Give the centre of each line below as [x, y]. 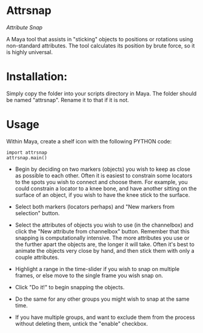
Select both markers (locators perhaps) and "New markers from [95, 207]
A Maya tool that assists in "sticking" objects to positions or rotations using [100, 39]
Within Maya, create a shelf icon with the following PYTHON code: [89, 141]
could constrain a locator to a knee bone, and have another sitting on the [106, 188]
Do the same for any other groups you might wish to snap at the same [102, 299]
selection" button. [37, 213]
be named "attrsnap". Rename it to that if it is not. [68, 100]
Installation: [37, 77]
